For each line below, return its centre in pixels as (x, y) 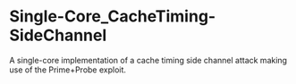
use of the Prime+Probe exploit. (68, 70)
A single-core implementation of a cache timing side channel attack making (148, 60)
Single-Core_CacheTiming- (113, 17)
